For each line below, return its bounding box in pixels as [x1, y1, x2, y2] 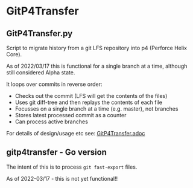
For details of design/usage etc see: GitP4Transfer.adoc [6, 130, 145, 137]
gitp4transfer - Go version [6, 147, 107, 158]
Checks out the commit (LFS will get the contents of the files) [14, 92, 168, 99]
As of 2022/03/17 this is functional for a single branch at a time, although [6, 62, 188, 70]
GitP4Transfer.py [6, 28, 73, 39]
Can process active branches [14, 118, 89, 125]
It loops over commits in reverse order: [6, 80, 103, 88]
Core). [6, 51, 22, 58]
